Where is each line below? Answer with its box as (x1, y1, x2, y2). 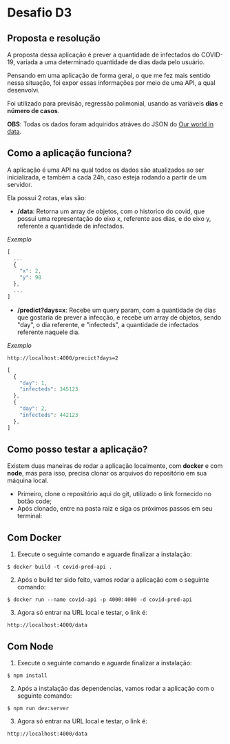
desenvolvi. (7, 86, 40, 94)
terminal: (17, 512, 43, 520)
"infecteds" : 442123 (19, 411, 79, 418)
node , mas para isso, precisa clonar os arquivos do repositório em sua (7, 469, 207, 478)
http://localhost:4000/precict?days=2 (7, 354, 118, 362)
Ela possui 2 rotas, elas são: (7, 193, 87, 202)
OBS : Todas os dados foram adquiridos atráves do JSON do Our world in (7, 120, 214, 128)
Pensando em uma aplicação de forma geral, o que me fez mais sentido (7, 71, 211, 79)
